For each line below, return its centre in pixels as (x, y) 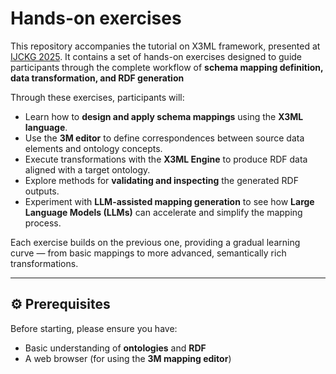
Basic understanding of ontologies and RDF (115, 348)
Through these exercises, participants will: (97, 97)
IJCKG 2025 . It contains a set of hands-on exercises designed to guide (156, 56)
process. (43, 223)
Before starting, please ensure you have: (94, 328)
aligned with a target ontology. (87, 169)
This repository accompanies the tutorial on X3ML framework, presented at (165, 46)
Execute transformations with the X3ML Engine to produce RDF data (166, 159)
